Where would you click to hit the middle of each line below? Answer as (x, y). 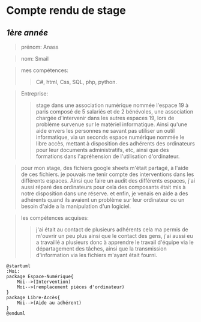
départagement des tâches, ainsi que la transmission (101, 249)
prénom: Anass (40, 47)
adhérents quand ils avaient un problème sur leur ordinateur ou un (103, 200)
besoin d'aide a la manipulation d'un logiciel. (76, 206)
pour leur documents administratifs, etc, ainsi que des (102, 150)
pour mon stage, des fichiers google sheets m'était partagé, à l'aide (105, 168)
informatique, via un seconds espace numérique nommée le (110, 137)
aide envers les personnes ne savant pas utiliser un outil (105, 131)
